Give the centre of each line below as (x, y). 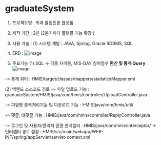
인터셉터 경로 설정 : (23, 131)
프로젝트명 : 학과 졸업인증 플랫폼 (43, 22)
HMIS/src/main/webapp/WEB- (73, 131)
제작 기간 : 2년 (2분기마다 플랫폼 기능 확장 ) (53, 33)
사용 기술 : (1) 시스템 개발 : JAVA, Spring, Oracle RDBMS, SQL (72, 43)
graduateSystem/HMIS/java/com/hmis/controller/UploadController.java (76, 94)
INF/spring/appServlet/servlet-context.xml (48, 137)
